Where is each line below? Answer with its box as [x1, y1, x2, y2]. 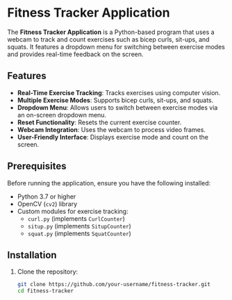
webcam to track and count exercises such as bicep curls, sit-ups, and [7, 35, 210, 43]
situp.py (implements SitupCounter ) [27, 222, 132, 230]
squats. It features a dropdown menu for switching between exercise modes [7, 42, 226, 51]
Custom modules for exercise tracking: [17, 207, 129, 215]
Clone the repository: [17, 267, 78, 276]
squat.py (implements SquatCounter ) [27, 229, 132, 237]
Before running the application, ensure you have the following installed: [7, 178, 211, 187]
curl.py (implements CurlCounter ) [27, 214, 125, 223]
